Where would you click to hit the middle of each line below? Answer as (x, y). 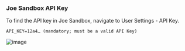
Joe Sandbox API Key (37, 8)
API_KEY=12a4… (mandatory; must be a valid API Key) (72, 31)
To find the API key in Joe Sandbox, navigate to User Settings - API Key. (93, 21)
